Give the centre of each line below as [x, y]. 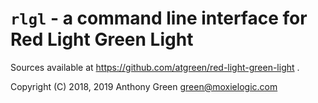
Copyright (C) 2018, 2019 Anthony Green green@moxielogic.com [144, 86]
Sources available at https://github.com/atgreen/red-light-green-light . [155, 67]
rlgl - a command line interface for [159, 18]
